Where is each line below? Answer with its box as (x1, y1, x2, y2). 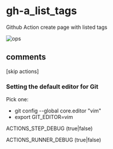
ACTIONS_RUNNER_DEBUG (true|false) (6, 137, 101, 144)
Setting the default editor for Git (6, 82, 98, 91)
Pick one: (6, 96, 29, 103)
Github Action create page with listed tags (6, 24, 108, 31)
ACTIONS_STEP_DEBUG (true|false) (6, 125, 93, 132)
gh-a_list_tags (6, 4, 77, 18)
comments (6, 52, 46, 62)
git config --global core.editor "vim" (14, 107, 101, 114)
